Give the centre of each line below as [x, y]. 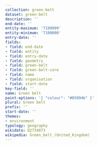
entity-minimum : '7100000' [33, 33]
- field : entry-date [27, 56]
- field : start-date [27, 84]
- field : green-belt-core [32, 70]
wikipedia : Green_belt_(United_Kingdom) [48, 135]
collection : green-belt [30, 10]
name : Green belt [23, 93]
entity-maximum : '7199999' [33, 28]
